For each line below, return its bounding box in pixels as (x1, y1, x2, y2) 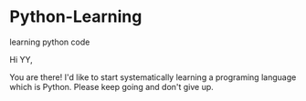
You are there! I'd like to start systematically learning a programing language (9, 71, 297, 83)
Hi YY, (9, 54, 34, 65)
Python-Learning (9, 6, 142, 27)
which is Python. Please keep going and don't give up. (9, 81, 215, 92)
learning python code (9, 36, 90, 47)
